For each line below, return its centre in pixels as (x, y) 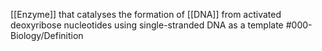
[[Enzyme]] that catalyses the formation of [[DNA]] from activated (146, 14)
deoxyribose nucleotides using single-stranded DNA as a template (147, 25)
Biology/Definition (47, 35)
